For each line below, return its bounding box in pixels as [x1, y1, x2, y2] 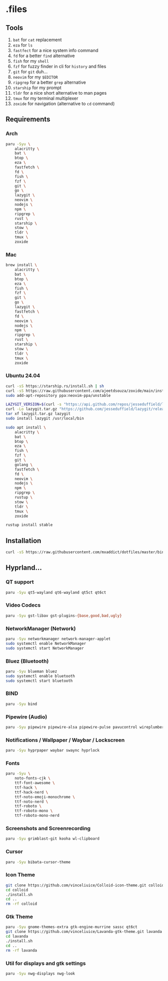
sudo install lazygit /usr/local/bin [5, 416, 84, 421]
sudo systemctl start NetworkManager [5, 645, 84, 651]
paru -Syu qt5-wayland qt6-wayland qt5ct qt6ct [5, 590, 107, 595]
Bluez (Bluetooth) [5, 657, 49, 664]
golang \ [14, 462, 33, 467]
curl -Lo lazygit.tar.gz [5, 407, 57, 412]
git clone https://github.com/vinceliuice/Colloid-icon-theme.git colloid [5, 883, 165, 888]
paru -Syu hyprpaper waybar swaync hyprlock [5, 748, 100, 753]
